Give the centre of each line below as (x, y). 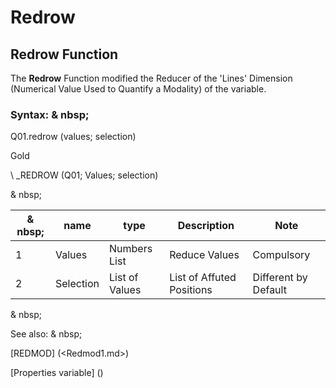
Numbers (131, 249)
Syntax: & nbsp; (50, 114)
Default (269, 290)
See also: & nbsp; (46, 334)
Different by (280, 278)
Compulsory (281, 255)
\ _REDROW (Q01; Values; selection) (84, 175)
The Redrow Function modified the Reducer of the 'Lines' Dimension (151, 78)
